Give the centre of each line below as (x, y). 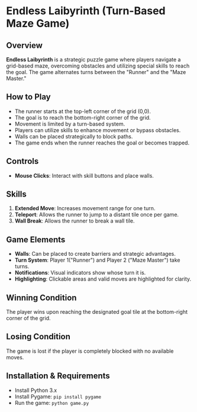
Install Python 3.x (36, 390)
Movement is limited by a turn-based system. (70, 124)
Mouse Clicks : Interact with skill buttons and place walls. (84, 175)
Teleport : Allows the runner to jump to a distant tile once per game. (97, 215)
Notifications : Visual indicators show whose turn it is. (80, 273)
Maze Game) (38, 23)
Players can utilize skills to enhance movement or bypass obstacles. (98, 130)
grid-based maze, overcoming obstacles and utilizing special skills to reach (98, 66)
